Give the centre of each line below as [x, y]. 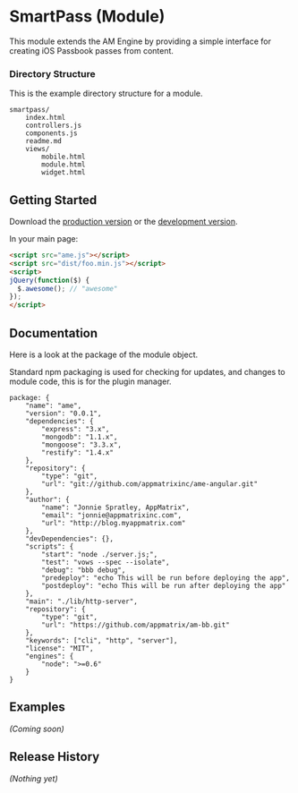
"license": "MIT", [60, 648]
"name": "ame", [54, 405]
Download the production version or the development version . [123, 222]
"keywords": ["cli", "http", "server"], [102, 640]
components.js [51, 133]
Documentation [54, 333]
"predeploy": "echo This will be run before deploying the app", [166, 578]
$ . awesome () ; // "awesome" [68, 288]
